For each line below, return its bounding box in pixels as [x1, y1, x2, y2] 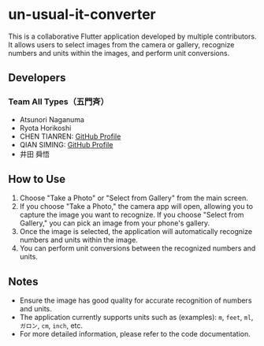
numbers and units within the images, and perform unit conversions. [8, 48, 230, 58]
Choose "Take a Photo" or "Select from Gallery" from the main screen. [19, 193, 248, 203]
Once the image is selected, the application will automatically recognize [19, 227, 253, 236]
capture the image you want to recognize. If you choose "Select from [19, 210, 244, 220]
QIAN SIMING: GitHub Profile [19, 140, 113, 149]
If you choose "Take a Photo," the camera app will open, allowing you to [19, 202, 254, 211]
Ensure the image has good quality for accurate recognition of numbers [19, 296, 252, 305]
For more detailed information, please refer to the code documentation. [19, 329, 251, 339]
